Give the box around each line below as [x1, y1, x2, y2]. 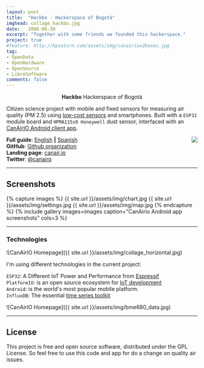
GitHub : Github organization [6, 143, 77, 150]
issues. [6, 356, 24, 363]
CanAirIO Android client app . [6, 124, 78, 132]
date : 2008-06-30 [6, 26, 56, 32]
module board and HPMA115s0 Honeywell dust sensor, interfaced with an [6, 118, 184, 125]
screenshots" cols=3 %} [6, 214, 68, 222]
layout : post [6, 9, 39, 15]
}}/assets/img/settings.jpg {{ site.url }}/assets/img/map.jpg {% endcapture [6, 201, 192, 208]
